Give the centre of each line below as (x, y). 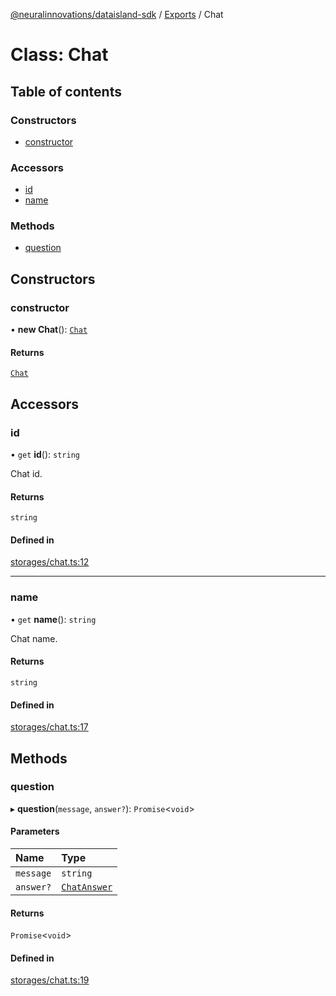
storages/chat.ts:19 (50, 980)
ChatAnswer (87, 887)
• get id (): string (45, 455)
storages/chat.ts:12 (50, 562)
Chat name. (34, 638)
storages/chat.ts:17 (49, 727)
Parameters (35, 831)
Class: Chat (59, 55)
